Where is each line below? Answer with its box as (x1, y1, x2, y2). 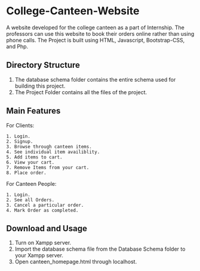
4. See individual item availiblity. (6, 149, 100, 155)
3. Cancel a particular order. (6, 202, 84, 208)
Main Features (6, 106, 61, 116)
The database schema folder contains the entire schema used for (14, 76, 176, 83)
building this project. (14, 82, 66, 89)
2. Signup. (6, 138, 33, 144)
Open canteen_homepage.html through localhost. (14, 258, 137, 266)
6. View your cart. (6, 159, 55, 165)
